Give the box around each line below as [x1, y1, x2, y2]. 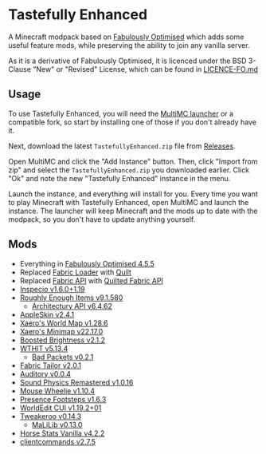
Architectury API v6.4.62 [31, 301, 113, 310]
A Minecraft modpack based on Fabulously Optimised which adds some [8, 32, 244, 41]
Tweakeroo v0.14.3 [19, 411, 82, 420]
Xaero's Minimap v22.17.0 [19, 326, 104, 336]
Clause [8, 64, 32, 73]
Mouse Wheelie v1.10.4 [19, 385, 96, 396]
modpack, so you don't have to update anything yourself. [8, 214, 196, 224]
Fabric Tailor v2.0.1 [19, 361, 82, 370]
